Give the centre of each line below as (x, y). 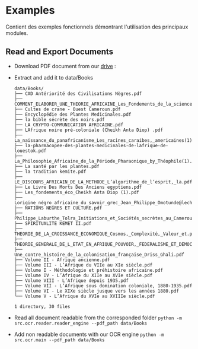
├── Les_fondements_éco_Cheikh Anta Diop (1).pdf (77, 192)
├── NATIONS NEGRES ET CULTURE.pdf (58, 208)
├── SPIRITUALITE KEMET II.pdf (53, 223)
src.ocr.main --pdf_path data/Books (59, 340)
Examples (30, 10)
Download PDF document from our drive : (65, 66)
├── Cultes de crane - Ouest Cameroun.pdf (67, 109)
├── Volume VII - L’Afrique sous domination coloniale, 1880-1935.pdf (103, 285)
